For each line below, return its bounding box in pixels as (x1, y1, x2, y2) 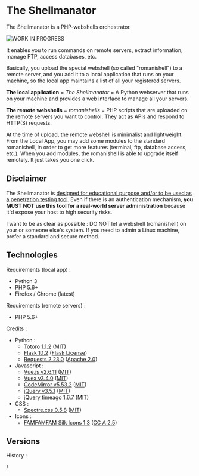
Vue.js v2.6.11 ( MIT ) (23, 368, 71, 375)
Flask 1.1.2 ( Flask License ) (23, 349, 88, 356)
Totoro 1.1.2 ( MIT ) (23, 343, 67, 350)
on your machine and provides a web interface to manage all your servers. (6, 95, 189, 102)
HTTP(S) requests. (6, 119, 52, 126)
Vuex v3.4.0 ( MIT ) (23, 374, 69, 382)
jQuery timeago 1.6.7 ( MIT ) (23, 394, 89, 401)
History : (6, 452, 27, 459)
